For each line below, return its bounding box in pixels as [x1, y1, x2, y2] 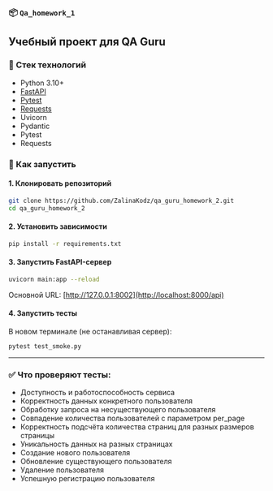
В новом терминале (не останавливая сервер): [8, 326, 172, 336]
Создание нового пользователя [19, 448, 131, 458]
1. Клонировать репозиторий [8, 179, 112, 188]
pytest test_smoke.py [8, 342, 82, 351]
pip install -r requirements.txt [8, 239, 122, 248]
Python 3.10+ [19, 78, 65, 88]
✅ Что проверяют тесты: [8, 368, 111, 380]
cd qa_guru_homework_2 [8, 204, 85, 213]
